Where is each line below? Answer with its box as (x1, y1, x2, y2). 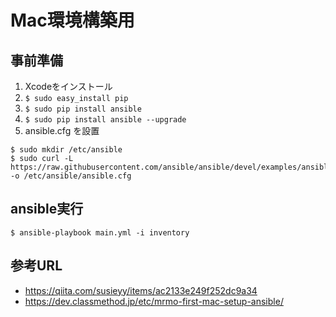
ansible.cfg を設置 (24, 125, 100, 136)
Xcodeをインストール (24, 81, 113, 92)
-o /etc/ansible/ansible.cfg (10, 171, 132, 181)
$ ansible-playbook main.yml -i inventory (10, 227, 190, 238)
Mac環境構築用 (10, 9, 135, 32)
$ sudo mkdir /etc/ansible (10, 145, 123, 155)
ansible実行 (10, 201, 84, 218)
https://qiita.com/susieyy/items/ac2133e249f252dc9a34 (24, 284, 258, 296)
